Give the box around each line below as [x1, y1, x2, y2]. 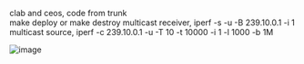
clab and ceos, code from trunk [9, 8, 127, 18]
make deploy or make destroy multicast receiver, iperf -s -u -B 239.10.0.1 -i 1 [9, 17, 296, 28]
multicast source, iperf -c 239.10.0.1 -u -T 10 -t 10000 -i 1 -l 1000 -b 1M [9, 27, 274, 37]
